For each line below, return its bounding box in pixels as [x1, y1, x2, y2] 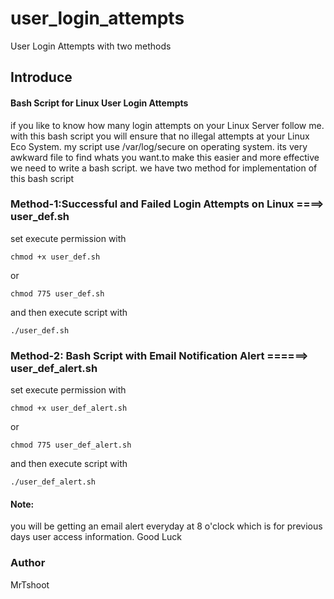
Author [10, 556, 46, 570]
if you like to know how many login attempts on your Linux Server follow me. [10, 119, 325, 131]
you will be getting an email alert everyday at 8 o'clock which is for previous [10, 520, 323, 532]
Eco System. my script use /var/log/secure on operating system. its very [10, 140, 308, 152]
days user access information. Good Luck [10, 531, 182, 543]
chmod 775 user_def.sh [10, 288, 105, 299]
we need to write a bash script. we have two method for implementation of [10, 162, 318, 174]
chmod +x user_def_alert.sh [10, 403, 128, 414]
